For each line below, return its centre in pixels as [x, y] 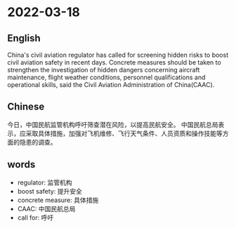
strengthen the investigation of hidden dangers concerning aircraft [104, 70]
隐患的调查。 [38, 142]
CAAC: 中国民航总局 [46, 208]
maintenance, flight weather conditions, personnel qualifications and [106, 77]
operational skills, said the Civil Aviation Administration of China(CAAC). [111, 85]
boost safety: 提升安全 [50, 191]
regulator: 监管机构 [45, 182]
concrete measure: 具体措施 [58, 200]
